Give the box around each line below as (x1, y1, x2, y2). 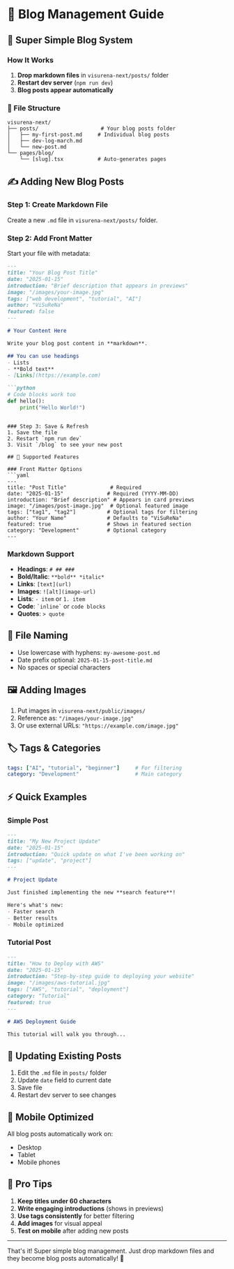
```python (7, 384, 36, 392)
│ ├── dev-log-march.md (7, 138, 82, 145)
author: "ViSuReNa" (7, 302, 64, 309)
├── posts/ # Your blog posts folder (7, 125, 176, 132)
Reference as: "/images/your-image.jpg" (17, 713, 134, 722)
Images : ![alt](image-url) (17, 587, 96, 596)
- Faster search (7, 908, 54, 915)
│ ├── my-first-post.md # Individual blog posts (7, 131, 170, 138)
